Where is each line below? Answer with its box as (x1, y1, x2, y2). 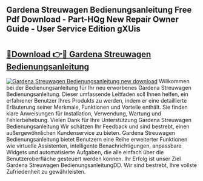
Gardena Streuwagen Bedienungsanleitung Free (6, 5, 192, 15)
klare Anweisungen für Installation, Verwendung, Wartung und (6, 110, 162, 117)
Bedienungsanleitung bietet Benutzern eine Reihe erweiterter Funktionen (6, 136, 188, 143)
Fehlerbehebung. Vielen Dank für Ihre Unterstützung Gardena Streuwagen (6, 117, 192, 123)
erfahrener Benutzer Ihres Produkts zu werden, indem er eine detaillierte (6, 97, 187, 104)
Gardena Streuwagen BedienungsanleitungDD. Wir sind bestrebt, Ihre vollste (6, 162, 197, 169)
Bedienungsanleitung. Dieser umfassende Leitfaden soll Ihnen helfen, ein (6, 90, 189, 98)
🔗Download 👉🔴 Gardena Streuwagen (6, 49, 151, 60)
